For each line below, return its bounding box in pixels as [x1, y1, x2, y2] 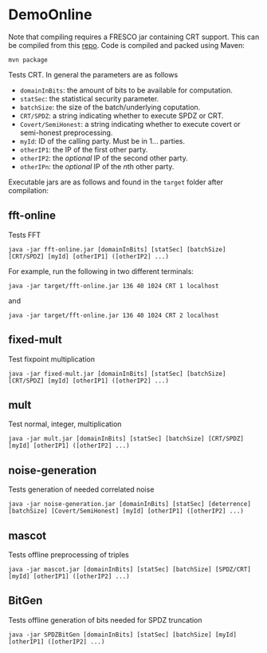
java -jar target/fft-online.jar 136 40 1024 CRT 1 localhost [8, 282, 219, 290]
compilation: [8, 185, 49, 195]
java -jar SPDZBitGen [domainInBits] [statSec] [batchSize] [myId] [8, 631, 238, 639]
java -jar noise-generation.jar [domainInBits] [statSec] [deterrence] [8, 501, 251, 509]
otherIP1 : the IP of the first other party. [19, 144, 148, 154]
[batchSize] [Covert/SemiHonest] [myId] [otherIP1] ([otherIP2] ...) [8, 507, 245, 516]
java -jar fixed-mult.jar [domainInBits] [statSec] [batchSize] [8, 370, 226, 378]
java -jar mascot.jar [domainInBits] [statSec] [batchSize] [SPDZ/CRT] [8, 565, 251, 573]
